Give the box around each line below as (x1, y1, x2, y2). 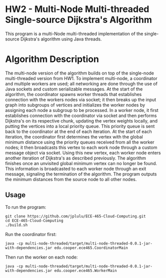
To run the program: (5, 204, 46, 210)
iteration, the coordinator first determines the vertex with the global (5, 133, 143, 139)
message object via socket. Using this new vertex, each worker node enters (5, 149, 161, 155)
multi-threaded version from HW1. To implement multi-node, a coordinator (5, 75, 158, 81)
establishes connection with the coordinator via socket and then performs (5, 112, 157, 118)
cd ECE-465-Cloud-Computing (5, 218, 64, 223)
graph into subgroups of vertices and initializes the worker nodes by (5, 101, 146, 108)
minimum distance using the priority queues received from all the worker (5, 139, 155, 145)
